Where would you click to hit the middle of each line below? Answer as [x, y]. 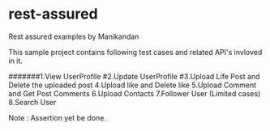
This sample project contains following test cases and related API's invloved [135, 52]
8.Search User [32, 102]
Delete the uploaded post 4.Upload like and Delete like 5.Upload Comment [133, 85]
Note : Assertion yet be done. [58, 117]
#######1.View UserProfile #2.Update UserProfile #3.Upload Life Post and [134, 76]
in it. [15, 61]
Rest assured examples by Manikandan [74, 36]
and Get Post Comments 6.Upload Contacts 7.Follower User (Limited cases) [135, 93]
